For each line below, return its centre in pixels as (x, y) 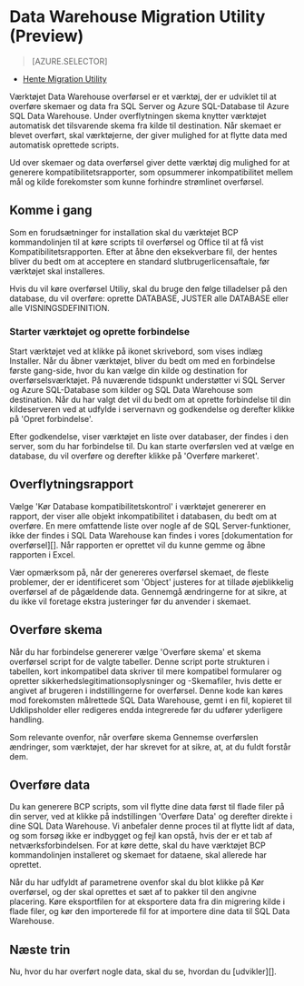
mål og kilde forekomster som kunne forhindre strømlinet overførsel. (137, 181)
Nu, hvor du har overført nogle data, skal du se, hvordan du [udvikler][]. (143, 971)
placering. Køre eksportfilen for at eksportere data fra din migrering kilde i (147, 901)
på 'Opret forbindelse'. (51, 419)
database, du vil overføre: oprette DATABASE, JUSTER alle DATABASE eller (149, 298)
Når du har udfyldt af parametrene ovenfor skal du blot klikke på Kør (137, 882)
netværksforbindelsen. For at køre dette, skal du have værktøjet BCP (137, 845)
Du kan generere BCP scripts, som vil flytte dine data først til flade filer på (147, 807)
